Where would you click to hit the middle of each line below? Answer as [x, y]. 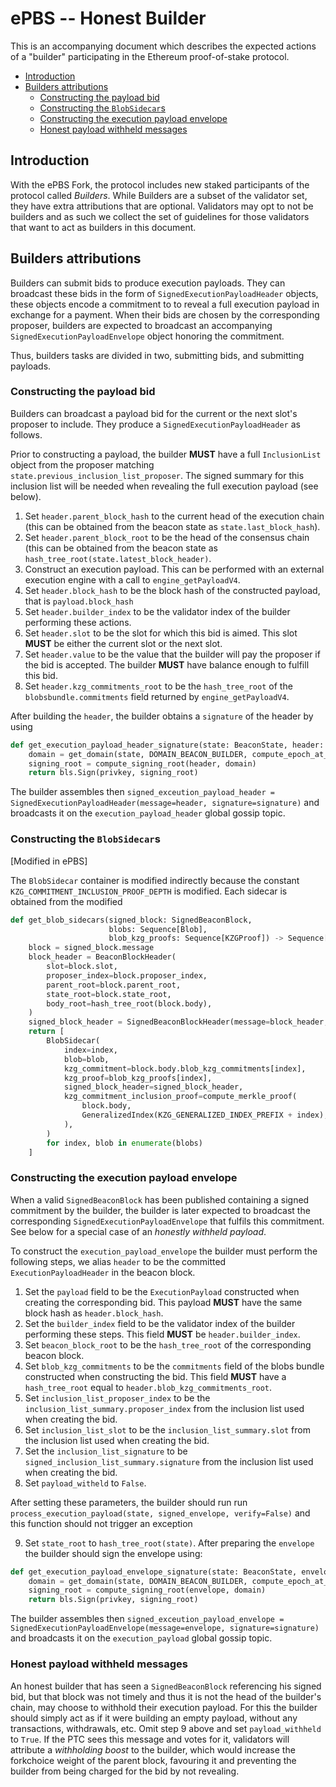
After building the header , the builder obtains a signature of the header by [162, 716]
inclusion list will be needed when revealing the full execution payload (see [164, 486]
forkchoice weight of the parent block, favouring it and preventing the [153, 1760]
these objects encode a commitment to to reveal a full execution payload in [165, 304]
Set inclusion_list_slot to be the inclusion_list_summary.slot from [167, 1429]
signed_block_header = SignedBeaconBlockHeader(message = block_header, [178, 1022]
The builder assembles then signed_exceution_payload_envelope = [147, 1619]
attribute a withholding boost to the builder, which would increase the [153, 1749]
